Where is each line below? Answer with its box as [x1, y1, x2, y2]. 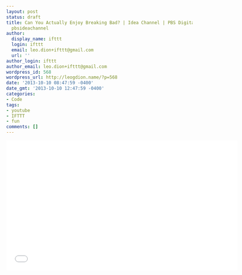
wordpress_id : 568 [6, 69, 51, 75]
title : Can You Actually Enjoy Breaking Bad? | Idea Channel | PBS [6, 19, 176, 25]
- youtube [6, 107, 31, 113]
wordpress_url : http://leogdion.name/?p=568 [6, 74, 118, 80]
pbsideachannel [11, 25, 49, 31]
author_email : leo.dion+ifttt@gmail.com [6, 63, 108, 70]
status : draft [6, 14, 41, 20]
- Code [6, 96, 22, 102]
